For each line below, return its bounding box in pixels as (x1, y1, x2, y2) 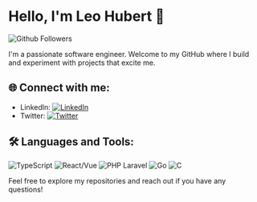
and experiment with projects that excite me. (8, 58, 156, 67)
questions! (8, 184, 43, 194)
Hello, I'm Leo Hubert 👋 (8, 7, 165, 26)
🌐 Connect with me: (8, 81, 110, 95)
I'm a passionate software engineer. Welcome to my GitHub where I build (8, 49, 250, 59)
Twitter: (19, 111, 46, 120)
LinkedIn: (19, 102, 51, 111)
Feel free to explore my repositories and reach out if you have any (8, 176, 226, 185)
